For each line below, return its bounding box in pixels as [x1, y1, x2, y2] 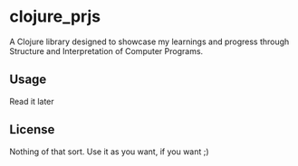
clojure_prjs [9, 6, 101, 27]
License [9, 122, 55, 137]
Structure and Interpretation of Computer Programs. [9, 45, 204, 56]
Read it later [9, 96, 54, 106]
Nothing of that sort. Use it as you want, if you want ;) [9, 146, 210, 157]
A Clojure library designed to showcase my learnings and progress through [9, 36, 290, 47]
